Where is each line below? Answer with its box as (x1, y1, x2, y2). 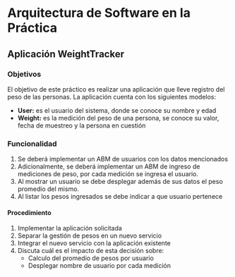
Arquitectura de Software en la (7, 5, 191, 21)
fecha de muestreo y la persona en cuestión (17, 121, 146, 130)
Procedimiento (7, 208, 52, 216)
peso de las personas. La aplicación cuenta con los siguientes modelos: (7, 92, 217, 101)
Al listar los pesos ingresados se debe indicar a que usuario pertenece (17, 192, 223, 201)
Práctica (7, 20, 58, 36)
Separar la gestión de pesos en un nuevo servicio (17, 231, 162, 240)
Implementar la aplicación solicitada (17, 224, 122, 233)
